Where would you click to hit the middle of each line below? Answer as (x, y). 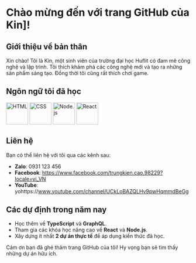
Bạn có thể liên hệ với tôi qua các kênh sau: (59, 155)
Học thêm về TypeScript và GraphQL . (61, 224)
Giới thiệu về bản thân (47, 47)
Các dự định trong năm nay (56, 210)
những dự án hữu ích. (32, 254)
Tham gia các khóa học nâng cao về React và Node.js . (81, 230)
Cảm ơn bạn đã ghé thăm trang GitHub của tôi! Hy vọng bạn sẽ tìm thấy (92, 247)
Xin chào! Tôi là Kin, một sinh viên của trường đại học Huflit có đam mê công (98, 61)
